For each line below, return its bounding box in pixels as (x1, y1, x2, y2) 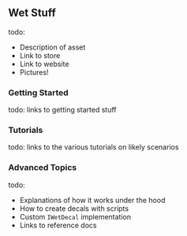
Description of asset (19, 42, 86, 52)
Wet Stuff (8, 6, 57, 20)
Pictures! (19, 67, 49, 77)
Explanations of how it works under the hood (19, 195, 166, 205)
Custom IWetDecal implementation (19, 212, 132, 221)
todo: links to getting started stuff (8, 105, 117, 115)
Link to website (19, 59, 69, 68)
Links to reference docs (19, 220, 97, 230)
